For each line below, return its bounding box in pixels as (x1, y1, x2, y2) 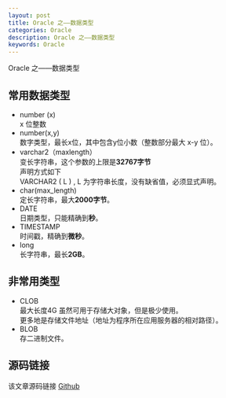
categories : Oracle (8, 26, 72, 34)
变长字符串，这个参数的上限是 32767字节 (19, 157, 151, 166)
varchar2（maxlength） (19, 147, 97, 157)
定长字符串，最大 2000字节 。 (19, 194, 114, 205)
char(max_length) (19, 186, 77, 195)
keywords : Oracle (8, 41, 65, 49)
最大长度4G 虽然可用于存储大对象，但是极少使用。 (19, 305, 183, 315)
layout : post (8, 11, 51, 20)
